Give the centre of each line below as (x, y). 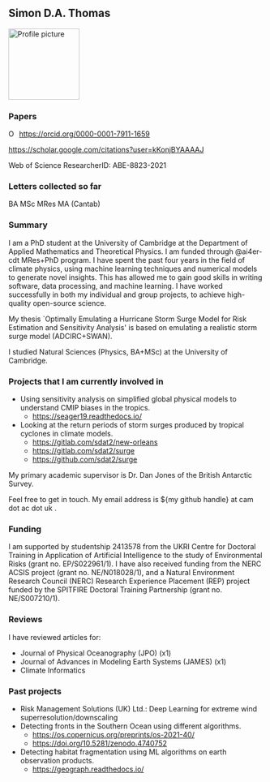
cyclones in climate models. (66, 434)
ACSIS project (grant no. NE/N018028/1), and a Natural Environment (122, 573)
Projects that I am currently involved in (86, 381)
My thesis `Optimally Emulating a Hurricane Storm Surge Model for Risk (128, 319)
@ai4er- (249, 251)
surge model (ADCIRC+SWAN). (60, 336)
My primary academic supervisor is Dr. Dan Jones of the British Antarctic (131, 475)
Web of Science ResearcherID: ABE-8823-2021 (88, 165)
